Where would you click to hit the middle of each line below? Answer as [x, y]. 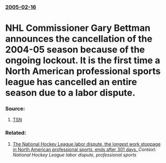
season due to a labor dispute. [70, 93]
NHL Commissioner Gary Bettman [78, 28]
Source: [15, 109]
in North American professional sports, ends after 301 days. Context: [84, 149]
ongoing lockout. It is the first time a [83, 61]
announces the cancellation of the [79, 39]
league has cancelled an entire [71, 82]
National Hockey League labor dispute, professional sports [74, 155]
